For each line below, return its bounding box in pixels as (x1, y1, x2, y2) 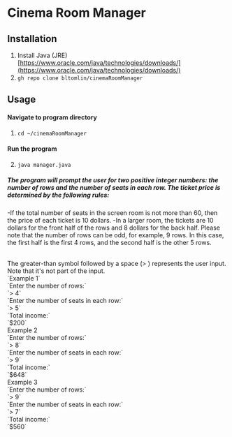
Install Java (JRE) (17, 51, 68, 59)
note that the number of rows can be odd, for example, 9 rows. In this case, (7, 230, 224, 239)
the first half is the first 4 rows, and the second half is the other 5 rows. (7, 238, 212, 246)
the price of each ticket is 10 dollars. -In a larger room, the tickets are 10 (7, 216, 215, 224)
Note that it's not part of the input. (7, 267, 106, 275)
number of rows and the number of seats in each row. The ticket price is (7, 184, 221, 192)
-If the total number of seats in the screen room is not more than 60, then (7, 208, 218, 217)
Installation (7, 33, 57, 45)
